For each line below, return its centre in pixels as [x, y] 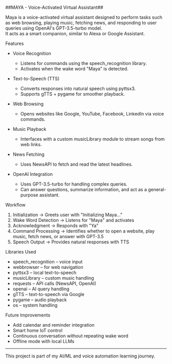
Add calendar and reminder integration [53, 325]
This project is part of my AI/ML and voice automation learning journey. [80, 356]
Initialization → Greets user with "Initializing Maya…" [68, 215]
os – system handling [35, 305]
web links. [31, 144]
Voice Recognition [32, 53]
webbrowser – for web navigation [48, 267]
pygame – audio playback [40, 300]
